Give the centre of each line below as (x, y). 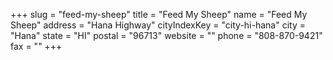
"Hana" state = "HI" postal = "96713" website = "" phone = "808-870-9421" (166, 35)
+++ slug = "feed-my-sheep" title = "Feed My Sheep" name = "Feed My (159, 14)
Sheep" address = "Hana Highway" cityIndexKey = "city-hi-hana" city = (158, 25)
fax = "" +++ (36, 46)
